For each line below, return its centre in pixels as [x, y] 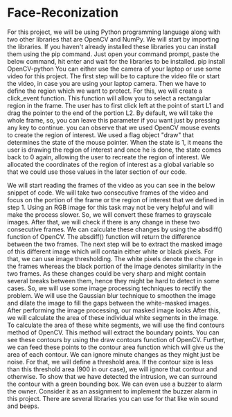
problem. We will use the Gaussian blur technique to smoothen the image [111, 295]
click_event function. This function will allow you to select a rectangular [109, 98]
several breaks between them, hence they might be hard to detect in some [113, 281]
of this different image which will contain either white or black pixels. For [110, 251]
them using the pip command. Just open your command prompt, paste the [113, 54]
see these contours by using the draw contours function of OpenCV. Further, [116, 339]
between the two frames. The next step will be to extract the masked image [115, 244]
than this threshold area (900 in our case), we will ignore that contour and [112, 369]
